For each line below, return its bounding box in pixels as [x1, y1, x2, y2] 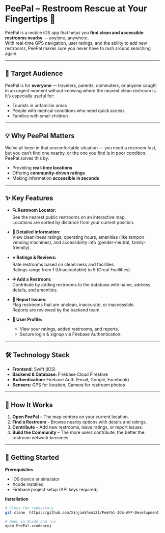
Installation [5, 496, 28, 502]
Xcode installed [12, 481, 44, 487]
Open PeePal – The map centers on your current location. [12, 414, 129, 420]
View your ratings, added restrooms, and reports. [19, 326, 119, 332]
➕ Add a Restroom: [12, 276, 52, 282]
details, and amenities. [12, 287, 58, 293]
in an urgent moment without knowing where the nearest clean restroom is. [5, 87, 157, 93]
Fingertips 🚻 [5, 13, 55, 25]
